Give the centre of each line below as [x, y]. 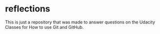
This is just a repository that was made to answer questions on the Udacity [80, 22]
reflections [28, 9]
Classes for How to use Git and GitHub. [44, 27]
